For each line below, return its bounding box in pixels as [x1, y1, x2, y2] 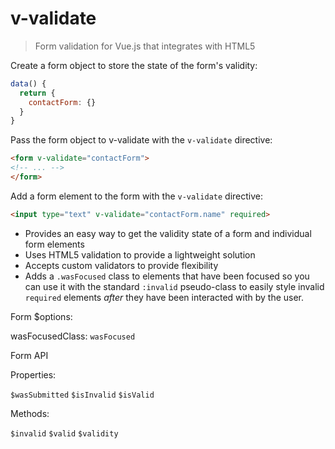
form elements [24, 238, 85, 250]
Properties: [10, 368, 57, 381]
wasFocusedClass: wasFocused [10, 330, 136, 342]
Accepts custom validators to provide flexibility [24, 259, 219, 271]
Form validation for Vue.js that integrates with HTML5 [34, 40, 256, 52]
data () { [10, 78, 47, 89]
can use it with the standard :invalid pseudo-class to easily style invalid [24, 280, 325, 292]
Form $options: [10, 310, 73, 322]
